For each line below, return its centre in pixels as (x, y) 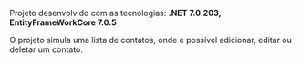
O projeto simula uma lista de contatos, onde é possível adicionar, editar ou (150, 40)
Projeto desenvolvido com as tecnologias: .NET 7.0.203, (115, 13)
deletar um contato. (47, 49)
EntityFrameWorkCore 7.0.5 (63, 22)
